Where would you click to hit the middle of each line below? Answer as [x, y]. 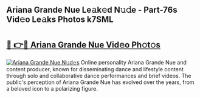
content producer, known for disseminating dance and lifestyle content [95, 69]
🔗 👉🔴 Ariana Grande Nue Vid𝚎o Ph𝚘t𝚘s [84, 45]
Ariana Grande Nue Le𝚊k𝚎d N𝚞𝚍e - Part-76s [92, 10]
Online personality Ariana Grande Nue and [134, 62]
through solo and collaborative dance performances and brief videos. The [99, 76]
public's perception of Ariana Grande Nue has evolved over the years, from [100, 82]
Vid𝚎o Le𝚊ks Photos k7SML [60, 20]
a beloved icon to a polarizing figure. [52, 89]
